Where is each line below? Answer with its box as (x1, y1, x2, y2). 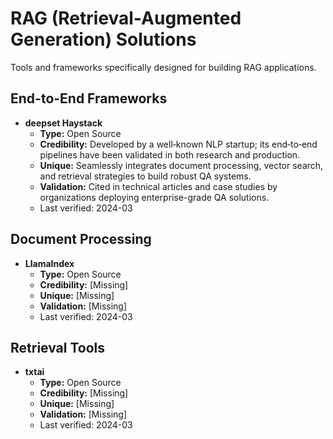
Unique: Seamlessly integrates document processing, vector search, (39, 159, 324, 171)
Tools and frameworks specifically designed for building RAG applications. (10, 61, 317, 73)
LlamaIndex (24, 257, 75, 269)
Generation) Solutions (10, 28, 197, 51)
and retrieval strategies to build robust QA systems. (39, 170, 252, 182)
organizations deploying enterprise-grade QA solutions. (39, 191, 270, 203)
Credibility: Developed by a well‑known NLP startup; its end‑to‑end (39, 138, 318, 150)
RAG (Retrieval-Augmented (10, 7, 242, 30)
